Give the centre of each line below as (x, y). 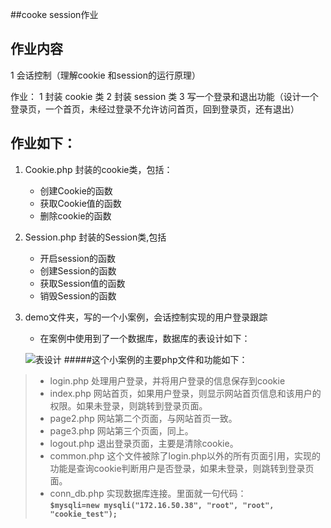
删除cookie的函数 (75, 215)
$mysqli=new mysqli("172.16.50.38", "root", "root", (162, 505)
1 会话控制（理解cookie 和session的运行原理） (105, 75)
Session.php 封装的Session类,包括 (95, 237)
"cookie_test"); (83, 514)
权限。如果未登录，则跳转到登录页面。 (128, 405)
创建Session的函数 (78, 270)
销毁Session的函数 (78, 295)
